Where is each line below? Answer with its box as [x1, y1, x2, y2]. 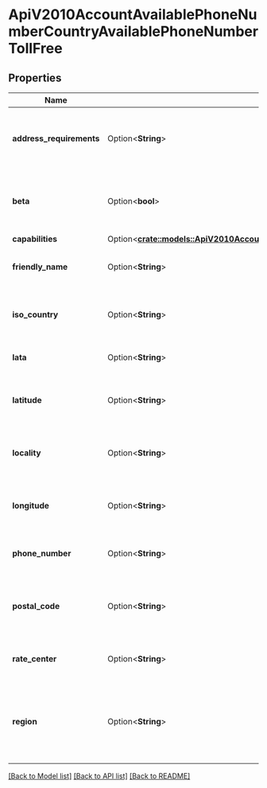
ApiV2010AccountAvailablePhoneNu [8, 6, 257, 24]
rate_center [12, 653, 57, 664]
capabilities [12, 233, 58, 244]
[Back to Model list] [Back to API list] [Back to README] [8, 771, 191, 781]
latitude [12, 395, 42, 405]
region [12, 716, 37, 727]
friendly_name [12, 261, 68, 272]
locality [12, 447, 41, 458]
